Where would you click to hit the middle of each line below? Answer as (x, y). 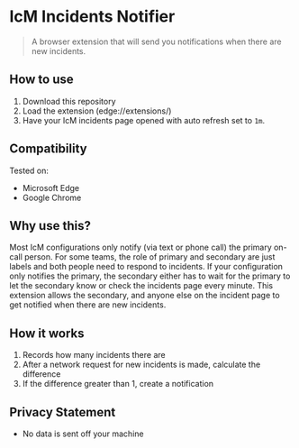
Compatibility (48, 149)
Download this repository (69, 101)
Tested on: (29, 170)
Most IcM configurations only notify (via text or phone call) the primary (140, 247)
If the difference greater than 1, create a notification (118, 384)
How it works (47, 333)
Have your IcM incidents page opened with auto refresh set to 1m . (144, 120)
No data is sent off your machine (83, 434)
